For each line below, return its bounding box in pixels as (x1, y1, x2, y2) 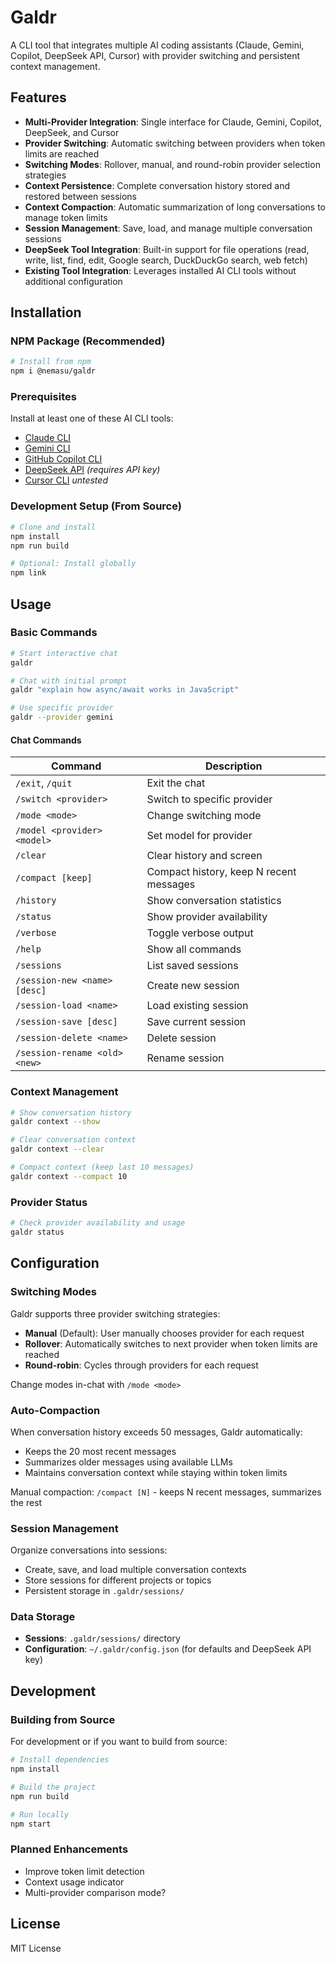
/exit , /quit (15, 776, 73, 790)
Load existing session (146, 999, 249, 1013)
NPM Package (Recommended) (10, 334, 166, 348)
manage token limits (24, 211, 108, 223)
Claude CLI (24, 432, 72, 444)
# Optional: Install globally (10, 559, 137, 569)
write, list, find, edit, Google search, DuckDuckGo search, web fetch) (24, 254, 308, 266)
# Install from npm (10, 357, 92, 367)
